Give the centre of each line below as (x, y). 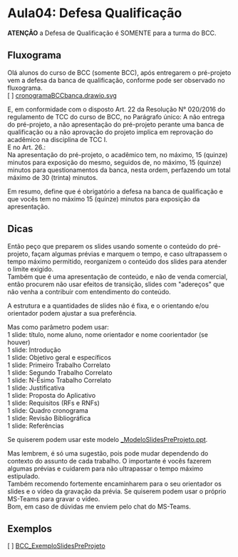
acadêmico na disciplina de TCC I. (58, 139)
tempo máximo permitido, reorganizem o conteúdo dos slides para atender (117, 261)
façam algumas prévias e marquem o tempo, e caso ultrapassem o (130, 254)
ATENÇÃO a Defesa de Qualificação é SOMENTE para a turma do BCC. (112, 33)
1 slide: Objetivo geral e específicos (59, 357)
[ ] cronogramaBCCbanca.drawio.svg (62, 95)
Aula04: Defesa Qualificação (95, 13)
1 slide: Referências (36, 426)
